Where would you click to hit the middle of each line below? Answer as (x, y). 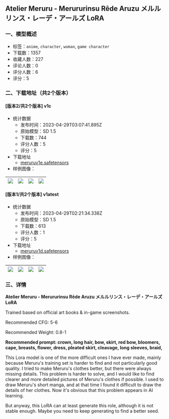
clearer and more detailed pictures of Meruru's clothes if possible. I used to (85, 380)
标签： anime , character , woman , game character (61, 46)
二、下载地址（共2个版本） (38, 93)
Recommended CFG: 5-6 (31, 322)
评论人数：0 (25, 66)
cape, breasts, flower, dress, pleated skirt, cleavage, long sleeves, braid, (84, 348)
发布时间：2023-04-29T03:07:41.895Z (61, 124)
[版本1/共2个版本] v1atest (32, 194)
